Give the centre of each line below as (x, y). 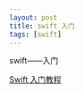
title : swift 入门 (42, 26)
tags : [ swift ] (36, 34)
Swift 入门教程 (36, 80)
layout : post (33, 17)
